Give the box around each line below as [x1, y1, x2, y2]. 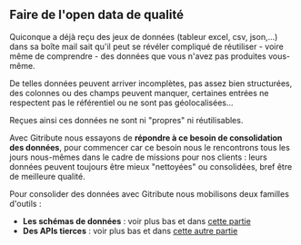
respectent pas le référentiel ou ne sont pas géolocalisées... [9, 97, 234, 108]
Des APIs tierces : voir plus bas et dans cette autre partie [22, 225, 238, 236]
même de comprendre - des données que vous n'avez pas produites [9, 50, 266, 62]
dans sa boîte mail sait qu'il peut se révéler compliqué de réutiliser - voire [9, 41, 284, 52]
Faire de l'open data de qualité [9, 7, 185, 23]
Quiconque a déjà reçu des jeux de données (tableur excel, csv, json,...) [9, 31, 278, 42]
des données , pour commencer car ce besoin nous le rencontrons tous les [9, 142, 291, 152]
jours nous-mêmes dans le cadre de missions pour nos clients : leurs [9, 152, 268, 162]
